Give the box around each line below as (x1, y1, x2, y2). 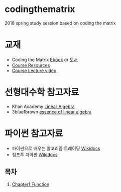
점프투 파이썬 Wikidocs (11, 151, 58, 157)
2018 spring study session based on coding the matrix (4, 20, 116, 26)
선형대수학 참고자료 (4, 86, 79, 98)
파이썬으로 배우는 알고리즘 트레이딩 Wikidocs (11, 145, 101, 151)
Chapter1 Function (11, 181, 50, 187)
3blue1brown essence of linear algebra (11, 108, 92, 114)
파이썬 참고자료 (4, 128, 63, 139)
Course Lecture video (11, 67, 57, 73)
